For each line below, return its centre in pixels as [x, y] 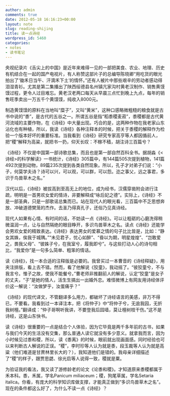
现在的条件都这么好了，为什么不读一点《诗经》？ [56, 388]
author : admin [20, 10]
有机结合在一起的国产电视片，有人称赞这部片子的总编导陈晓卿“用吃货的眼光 [84, 74]
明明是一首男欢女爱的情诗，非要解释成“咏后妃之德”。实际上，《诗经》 [86, 195]
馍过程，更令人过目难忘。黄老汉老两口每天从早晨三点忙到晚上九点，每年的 [83, 93]
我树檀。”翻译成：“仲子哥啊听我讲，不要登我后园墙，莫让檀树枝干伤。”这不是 [83, 309]
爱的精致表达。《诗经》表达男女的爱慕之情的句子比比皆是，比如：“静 [94, 231]
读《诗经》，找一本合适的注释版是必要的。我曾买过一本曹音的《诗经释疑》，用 [85, 261]
